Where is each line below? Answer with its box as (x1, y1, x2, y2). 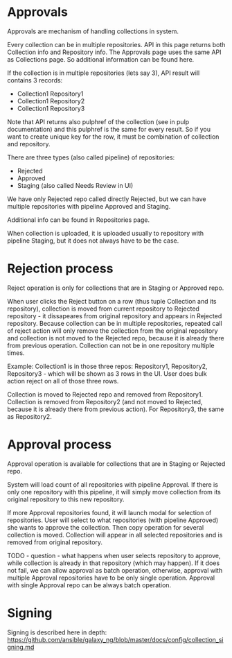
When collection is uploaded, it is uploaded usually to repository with (7, 229, 204, 237)
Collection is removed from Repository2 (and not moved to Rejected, (7, 397, 203, 406)
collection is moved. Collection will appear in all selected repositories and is (7, 530, 223, 539)
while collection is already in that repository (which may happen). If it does (7, 559, 220, 567)
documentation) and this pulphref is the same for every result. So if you (7, 125, 211, 133)
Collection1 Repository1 (17, 89, 84, 98)
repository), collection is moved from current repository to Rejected (7, 304, 199, 313)
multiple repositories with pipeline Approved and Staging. (7, 202, 171, 210)
